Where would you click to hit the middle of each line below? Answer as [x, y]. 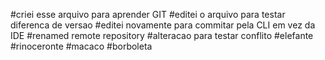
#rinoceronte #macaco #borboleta [81, 46]
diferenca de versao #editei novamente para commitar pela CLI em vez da [163, 25]
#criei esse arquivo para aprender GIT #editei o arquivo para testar [148, 14]
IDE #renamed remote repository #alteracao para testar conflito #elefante [162, 35]
